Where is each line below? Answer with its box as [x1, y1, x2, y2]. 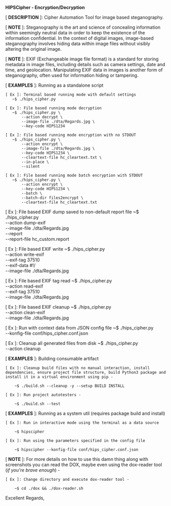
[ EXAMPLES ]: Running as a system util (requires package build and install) [5, 410, 165, 416]
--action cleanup [5, 346, 41, 352]
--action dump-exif [5, 220, 46, 226]
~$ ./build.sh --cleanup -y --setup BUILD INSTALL [14, 383, 125, 389]
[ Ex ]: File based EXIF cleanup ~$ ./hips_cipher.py [5, 304, 112, 310]
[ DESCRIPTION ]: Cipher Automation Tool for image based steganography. [5, 14, 164, 20]
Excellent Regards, [5, 495, 45, 501]
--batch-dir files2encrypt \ [21, 195, 83, 200]
